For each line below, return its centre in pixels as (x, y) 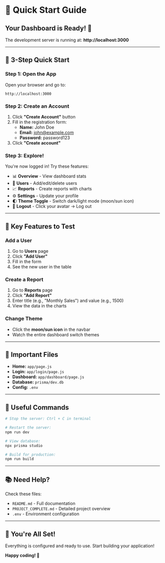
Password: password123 (45, 138)
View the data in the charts (40, 306)
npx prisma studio (24, 445)
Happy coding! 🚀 (22, 555)
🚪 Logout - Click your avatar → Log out (52, 207)
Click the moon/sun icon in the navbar (51, 329)
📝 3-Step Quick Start (37, 60)
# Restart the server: (28, 428)
